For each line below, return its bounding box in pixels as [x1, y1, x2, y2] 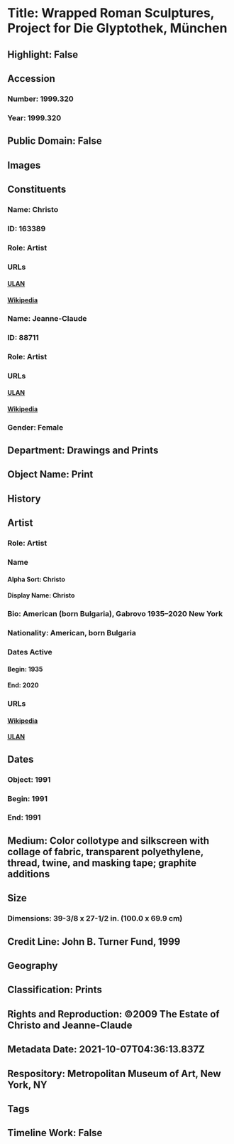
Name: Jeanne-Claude [7, 313, 87, 323]
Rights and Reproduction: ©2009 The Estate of [7, 1008, 220, 1020]
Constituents [7, 183, 67, 195]
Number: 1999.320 [7, 94, 74, 104]
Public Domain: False [7, 135, 102, 147]
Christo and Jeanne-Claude [7, 1019, 133, 1031]
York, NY [7, 1079, 48, 1091]
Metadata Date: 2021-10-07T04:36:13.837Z [7, 1044, 206, 1056]
